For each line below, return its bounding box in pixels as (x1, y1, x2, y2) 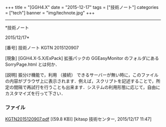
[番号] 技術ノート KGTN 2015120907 (5, 45, 79, 50)
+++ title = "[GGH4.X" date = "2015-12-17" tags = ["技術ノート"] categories (5, 4, 159, 10)
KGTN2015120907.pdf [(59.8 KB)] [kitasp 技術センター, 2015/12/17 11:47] (5, 116, 152, 122)
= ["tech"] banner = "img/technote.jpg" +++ (5, 10, 95, 16)
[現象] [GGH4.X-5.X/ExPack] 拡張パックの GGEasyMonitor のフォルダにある (5, 55, 159, 61)
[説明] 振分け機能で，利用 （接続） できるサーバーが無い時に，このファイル (5, 72, 159, 78)
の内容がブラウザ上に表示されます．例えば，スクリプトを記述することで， (5, 78, 157, 84)
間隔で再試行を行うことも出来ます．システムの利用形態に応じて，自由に (13, 85, 161, 90)
